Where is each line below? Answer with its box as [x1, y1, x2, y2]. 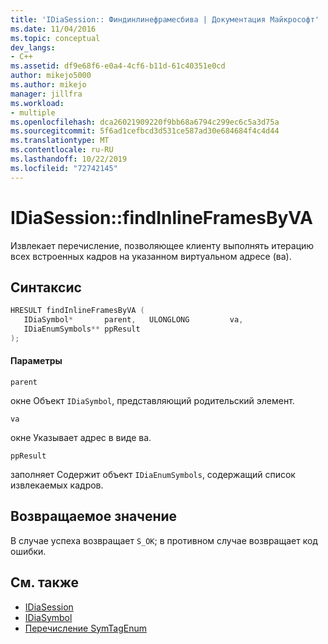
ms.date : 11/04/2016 [10, 24, 97, 34]
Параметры [10, 355, 63, 367]
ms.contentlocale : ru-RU [10, 145, 114, 155]
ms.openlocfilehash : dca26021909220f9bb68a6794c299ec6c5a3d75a [10, 117, 280, 127]
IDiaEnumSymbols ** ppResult [23, 324, 141, 335]
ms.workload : [10, 98, 65, 108]
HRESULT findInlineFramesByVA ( [10, 306, 145, 316]
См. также [10, 574, 80, 591]
